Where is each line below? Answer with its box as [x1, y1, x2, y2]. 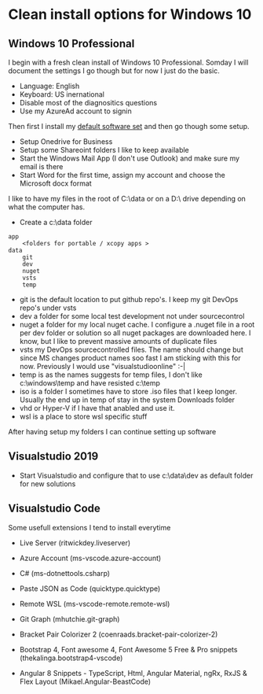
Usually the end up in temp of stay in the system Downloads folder [19, 395, 236, 404]
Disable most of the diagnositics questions [19, 98, 158, 107]
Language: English [19, 81, 80, 90]
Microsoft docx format [19, 179, 92, 188]
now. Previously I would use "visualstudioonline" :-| [19, 362, 186, 371]
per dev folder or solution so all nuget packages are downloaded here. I [19, 328, 251, 338]
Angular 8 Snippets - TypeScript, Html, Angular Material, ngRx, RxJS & [19, 668, 247, 677]
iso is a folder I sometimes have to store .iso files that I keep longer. [19, 387, 238, 396]
